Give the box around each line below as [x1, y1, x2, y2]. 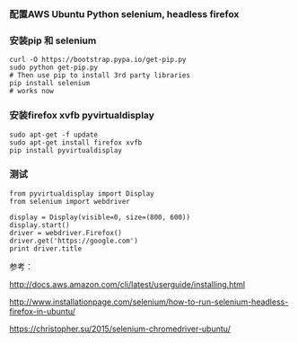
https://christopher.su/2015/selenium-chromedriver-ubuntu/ [9, 323, 231, 334]
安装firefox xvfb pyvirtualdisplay [9, 110, 155, 122]
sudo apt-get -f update [9, 130, 99, 139]
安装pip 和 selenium [9, 34, 97, 47]
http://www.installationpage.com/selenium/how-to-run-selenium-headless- [9, 296, 289, 307]
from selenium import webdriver [9, 197, 130, 206]
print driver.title [9, 244, 83, 253]
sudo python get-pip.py [9, 63, 99, 73]
